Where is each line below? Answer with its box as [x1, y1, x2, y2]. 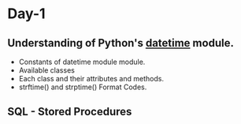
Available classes [18, 66, 76, 75]
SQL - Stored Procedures [7, 105, 132, 118]
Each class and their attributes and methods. [18, 74, 165, 83]
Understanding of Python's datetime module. [7, 36, 234, 50]
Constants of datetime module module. [18, 57, 146, 66]
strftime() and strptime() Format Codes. [18, 82, 147, 92]
